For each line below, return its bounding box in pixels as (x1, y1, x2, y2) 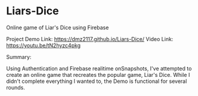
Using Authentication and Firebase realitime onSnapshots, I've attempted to (6, 64, 192, 72)
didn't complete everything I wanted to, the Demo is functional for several (6, 78, 187, 85)
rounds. (6, 83, 25, 91)
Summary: (6, 53, 32, 60)
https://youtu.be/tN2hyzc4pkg (6, 42, 81, 49)
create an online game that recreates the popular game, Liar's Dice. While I (6, 71, 190, 78)
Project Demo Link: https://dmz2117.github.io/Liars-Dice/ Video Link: (6, 35, 174, 42)
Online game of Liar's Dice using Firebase (6, 24, 109, 31)
